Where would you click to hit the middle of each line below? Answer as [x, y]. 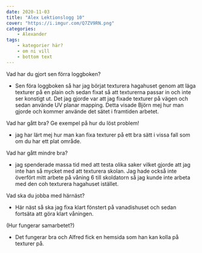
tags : [13, 40]
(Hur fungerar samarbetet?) [40, 225]
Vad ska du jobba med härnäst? [46, 195]
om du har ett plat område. [48, 141]
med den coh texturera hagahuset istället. [67, 184]
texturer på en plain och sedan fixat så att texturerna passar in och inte [103, 92]
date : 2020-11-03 [28, 12]
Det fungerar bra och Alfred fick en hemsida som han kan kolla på [97, 237]
